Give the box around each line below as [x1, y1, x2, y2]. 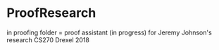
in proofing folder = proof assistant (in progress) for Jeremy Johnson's [6, 28, 212, 37]
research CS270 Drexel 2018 [6, 35, 89, 44]
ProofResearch [6, 5, 96, 21]
